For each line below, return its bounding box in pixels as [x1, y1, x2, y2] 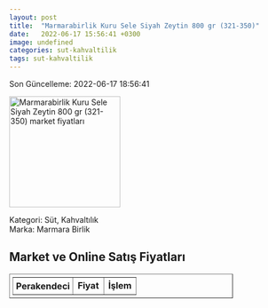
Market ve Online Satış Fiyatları [9, 249, 186, 265]
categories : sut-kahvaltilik [9, 46, 117, 55]
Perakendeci [16, 280, 71, 292]
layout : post [9, 12, 58, 22]
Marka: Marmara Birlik [9, 224, 91, 234]
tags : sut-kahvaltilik [9, 54, 93, 63]
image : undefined [9, 37, 74, 47]
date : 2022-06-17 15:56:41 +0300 [9, 29, 141, 38]
